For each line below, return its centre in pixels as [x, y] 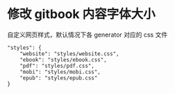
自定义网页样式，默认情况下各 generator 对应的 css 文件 [87, 35]
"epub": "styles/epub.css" [59, 78]
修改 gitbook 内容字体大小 [82, 14]
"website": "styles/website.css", [69, 54]
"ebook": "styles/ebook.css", [64, 59]
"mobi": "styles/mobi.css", [60, 72]
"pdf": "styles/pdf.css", [57, 66]
